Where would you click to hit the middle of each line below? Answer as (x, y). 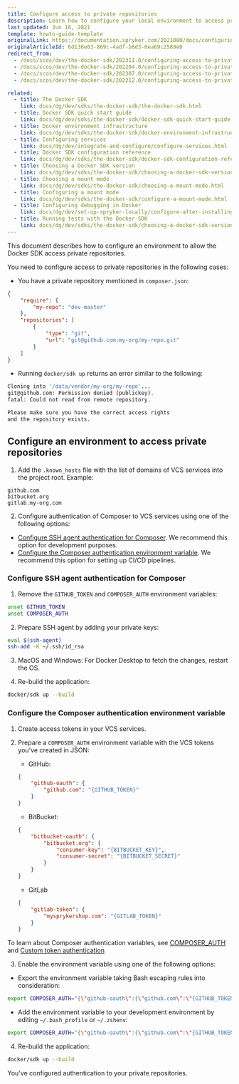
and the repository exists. (49, 419)
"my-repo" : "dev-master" (70, 307)
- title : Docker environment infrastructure (81, 126)
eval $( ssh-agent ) (34, 640)
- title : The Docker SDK (51, 100)
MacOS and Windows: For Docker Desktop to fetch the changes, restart (123, 661)
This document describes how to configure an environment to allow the (112, 246)
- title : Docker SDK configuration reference (83, 153)
